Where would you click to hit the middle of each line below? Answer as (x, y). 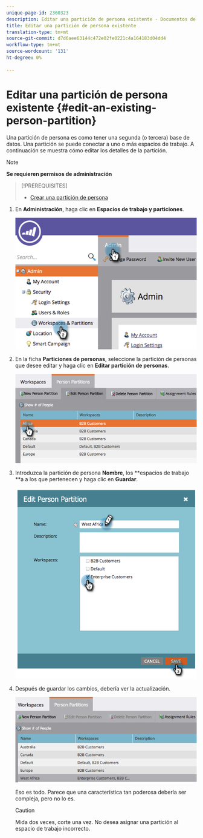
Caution (25, 810)
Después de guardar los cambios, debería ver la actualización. (93, 689)
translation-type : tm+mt (37, 32)
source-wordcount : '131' (37, 52)
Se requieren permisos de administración (59, 174)
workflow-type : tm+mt (34, 45)
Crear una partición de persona (69, 197)
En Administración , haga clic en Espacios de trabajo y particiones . (99, 209)
